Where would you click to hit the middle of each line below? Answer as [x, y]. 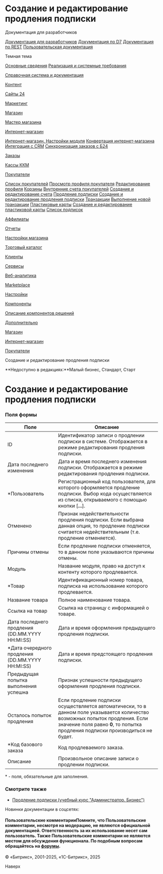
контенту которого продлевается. [98, 572]
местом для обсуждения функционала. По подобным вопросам [74, 841]
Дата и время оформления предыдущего [107, 628]
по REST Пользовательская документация [49, 47]
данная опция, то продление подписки [104, 526]
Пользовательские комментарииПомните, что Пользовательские [76, 820]
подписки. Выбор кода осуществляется [105, 494]
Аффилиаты [17, 219]
